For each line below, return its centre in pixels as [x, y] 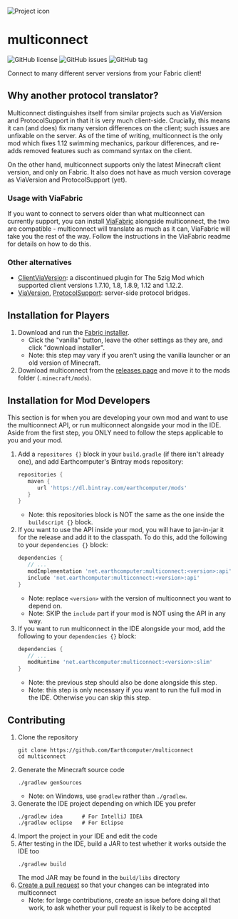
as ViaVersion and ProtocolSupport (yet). [67, 180]
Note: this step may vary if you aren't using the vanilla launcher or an [129, 355]
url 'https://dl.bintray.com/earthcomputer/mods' [112, 488]
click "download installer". [67, 348]
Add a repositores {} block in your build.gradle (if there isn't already [121, 454]
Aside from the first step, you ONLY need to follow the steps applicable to [115, 432]
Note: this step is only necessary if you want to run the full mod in [125, 690]
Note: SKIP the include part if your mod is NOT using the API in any [127, 613]
